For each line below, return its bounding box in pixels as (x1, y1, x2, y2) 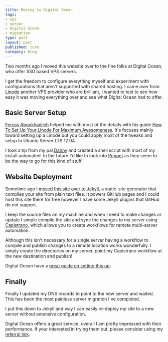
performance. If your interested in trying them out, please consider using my (5, 326, 163, 332)
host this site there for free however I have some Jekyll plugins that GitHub (5, 196, 159, 203)
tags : (5, 12, 17, 17)
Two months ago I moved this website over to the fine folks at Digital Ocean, (5, 63, 162, 69)
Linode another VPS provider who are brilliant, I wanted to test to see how (5, 89, 158, 95)
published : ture (5, 45, 39, 50)
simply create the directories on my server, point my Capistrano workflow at (5, 248, 162, 254)
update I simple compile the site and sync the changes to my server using (5, 217, 158, 223)
